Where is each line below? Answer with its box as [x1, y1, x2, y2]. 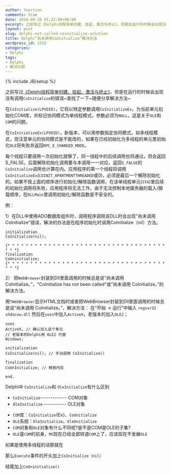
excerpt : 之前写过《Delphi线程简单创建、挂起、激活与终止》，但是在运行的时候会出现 [5, 21, 163, 27]
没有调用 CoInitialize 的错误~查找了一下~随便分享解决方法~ [5, 95, 131, 101]
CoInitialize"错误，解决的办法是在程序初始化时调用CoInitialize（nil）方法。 [5, 220, 161, 226]
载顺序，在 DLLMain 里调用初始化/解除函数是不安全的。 [5, 192, 117, 198]
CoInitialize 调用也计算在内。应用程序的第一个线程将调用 [5, 166, 126, 172]
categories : [5, 45, 31, 50]
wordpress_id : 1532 [5, 41, 47, 46]
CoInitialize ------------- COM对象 [12, 394, 88, 401]
